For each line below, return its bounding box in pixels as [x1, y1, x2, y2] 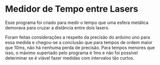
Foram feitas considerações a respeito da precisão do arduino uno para [5, 34, 150, 40]
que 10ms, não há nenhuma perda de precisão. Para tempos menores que [5, 44, 155, 50]
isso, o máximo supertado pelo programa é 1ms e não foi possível [5, 50, 138, 56]
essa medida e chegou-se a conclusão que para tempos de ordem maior [5, 39, 153, 45]
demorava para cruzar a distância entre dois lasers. [5, 24, 110, 30]
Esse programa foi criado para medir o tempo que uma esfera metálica [5, 20, 149, 25]
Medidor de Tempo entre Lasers [5, 3, 138, 15]
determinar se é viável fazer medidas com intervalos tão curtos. [5, 55, 134, 61]
